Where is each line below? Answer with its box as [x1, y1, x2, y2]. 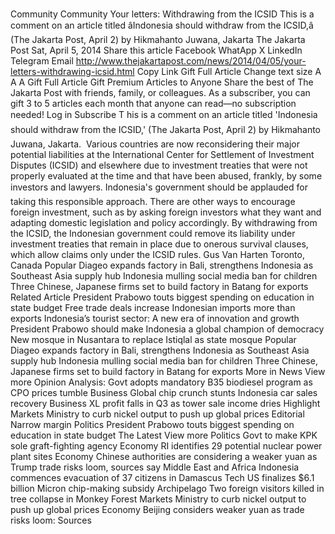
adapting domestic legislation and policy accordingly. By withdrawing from [10, 217, 318, 229]
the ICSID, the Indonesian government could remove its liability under [10, 228, 296, 240]
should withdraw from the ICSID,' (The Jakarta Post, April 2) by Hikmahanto [10, 124, 322, 136]
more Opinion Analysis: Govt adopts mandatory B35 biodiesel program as [10, 376, 313, 388]
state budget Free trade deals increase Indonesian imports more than [10, 302, 296, 314]
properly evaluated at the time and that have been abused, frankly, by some [10, 170, 323, 182]
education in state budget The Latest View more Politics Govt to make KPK [10, 429, 318, 442]
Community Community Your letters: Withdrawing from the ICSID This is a [10, 8, 315, 20]
